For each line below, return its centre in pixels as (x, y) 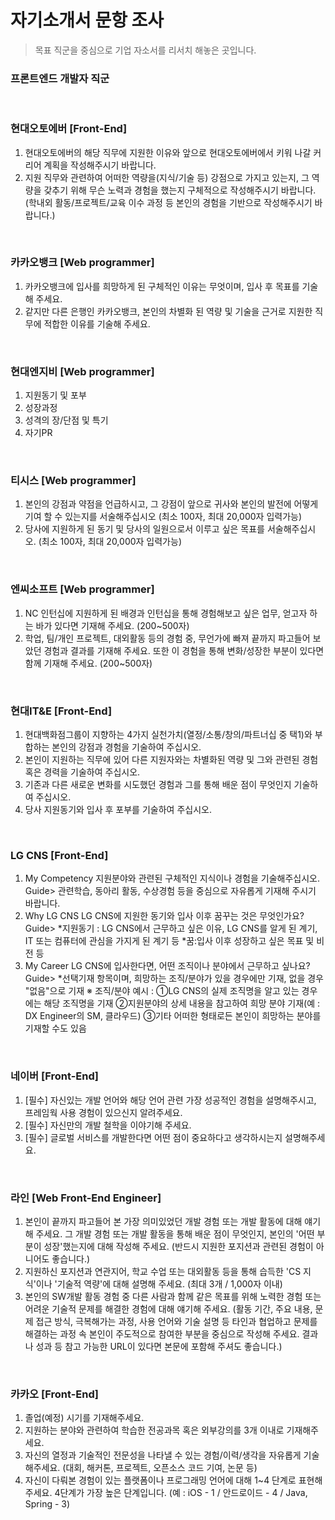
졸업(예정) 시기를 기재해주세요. (84, 1418)
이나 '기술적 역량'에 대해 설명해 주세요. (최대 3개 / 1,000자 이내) (159, 1283)
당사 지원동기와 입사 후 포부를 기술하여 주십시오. (118, 810)
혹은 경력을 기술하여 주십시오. (82, 772)
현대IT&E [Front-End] (61, 711)
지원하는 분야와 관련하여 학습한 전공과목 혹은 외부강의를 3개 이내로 (154, 1430)
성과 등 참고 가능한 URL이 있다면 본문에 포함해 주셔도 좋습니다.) (159, 1346)
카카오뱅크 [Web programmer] (82, 263)
